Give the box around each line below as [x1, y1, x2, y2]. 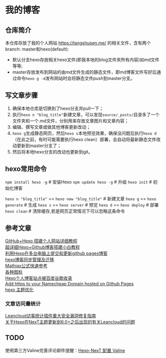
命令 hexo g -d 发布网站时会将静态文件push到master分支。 [16, 75, 135, 81]
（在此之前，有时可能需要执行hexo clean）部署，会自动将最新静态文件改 [12, 136, 161, 142]
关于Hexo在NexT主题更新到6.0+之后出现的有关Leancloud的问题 [5, 319, 135, 325]
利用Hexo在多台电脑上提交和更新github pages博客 [5, 250, 108, 256]
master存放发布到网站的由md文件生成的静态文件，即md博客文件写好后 [12, 69, 157, 75]
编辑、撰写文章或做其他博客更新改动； [12, 124, 91, 130]
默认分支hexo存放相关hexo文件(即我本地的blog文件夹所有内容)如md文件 [12, 57, 160, 63]
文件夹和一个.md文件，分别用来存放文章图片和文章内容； [12, 118, 129, 124]
